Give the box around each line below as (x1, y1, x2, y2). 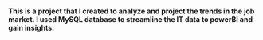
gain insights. (8, 23, 55, 32)
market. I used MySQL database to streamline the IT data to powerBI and (8, 14, 253, 24)
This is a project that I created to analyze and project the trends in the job (8, 6, 255, 16)
